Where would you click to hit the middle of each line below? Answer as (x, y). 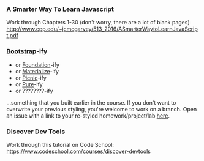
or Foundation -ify (37, 65)
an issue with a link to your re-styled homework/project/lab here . (88, 116)
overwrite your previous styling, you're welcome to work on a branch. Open (102, 109)
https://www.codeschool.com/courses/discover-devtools (79, 151)
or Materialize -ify (37, 71)
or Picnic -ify (31, 78)
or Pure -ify (29, 84)
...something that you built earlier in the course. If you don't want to (91, 102)
